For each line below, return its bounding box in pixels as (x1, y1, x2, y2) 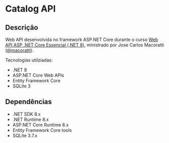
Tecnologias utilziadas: (5, 57, 53, 63)
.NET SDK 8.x (12, 111, 41, 117)
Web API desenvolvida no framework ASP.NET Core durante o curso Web (5, 36, 158, 42)
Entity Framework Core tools (12, 127, 72, 133)
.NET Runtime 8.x (12, 116, 49, 122)
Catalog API (5, 3, 56, 15)
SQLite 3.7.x (12, 132, 38, 138)
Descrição (5, 23, 38, 32)
